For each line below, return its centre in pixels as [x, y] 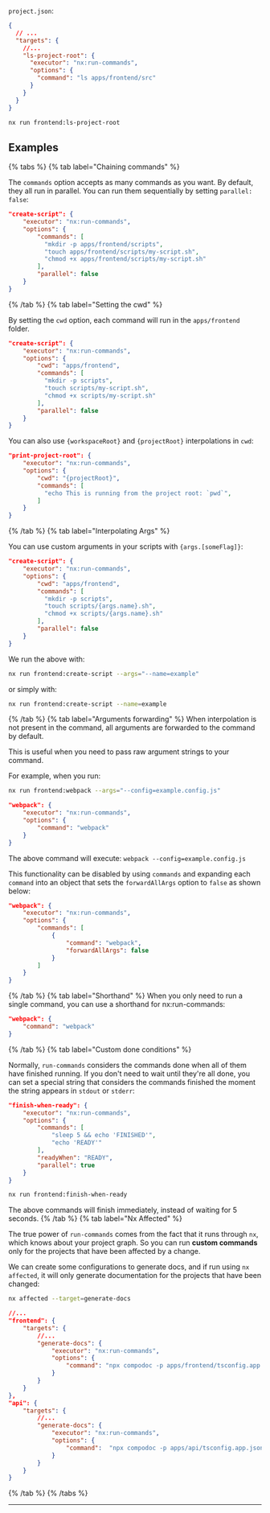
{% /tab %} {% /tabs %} [48, 1493]
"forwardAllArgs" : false [107, 950]
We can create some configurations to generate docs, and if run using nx [129, 1267]
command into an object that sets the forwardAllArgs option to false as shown [135, 882]
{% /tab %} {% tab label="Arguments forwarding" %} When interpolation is [133, 719]
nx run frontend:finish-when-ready [68, 1195]
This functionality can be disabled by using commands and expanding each [129, 874]
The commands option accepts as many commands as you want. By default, [131, 183]
